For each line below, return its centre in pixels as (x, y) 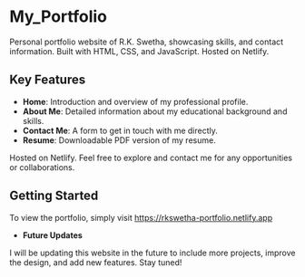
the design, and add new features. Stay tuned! (96, 262)
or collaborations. (42, 167)
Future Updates (53, 235)
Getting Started (54, 196)
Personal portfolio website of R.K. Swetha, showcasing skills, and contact (147, 42)
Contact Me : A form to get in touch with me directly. (120, 130)
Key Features (48, 80)
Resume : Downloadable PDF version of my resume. (119, 140)
